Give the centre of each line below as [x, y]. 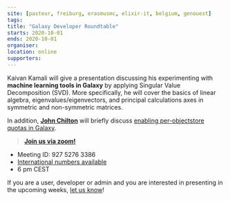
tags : [15, 20]
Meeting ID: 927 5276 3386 [56, 154]
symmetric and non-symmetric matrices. [65, 107]
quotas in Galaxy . [32, 127]
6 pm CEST [33, 169]
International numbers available [62, 162]
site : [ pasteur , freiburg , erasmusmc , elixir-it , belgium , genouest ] [109, 13]
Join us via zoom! [50, 141]
